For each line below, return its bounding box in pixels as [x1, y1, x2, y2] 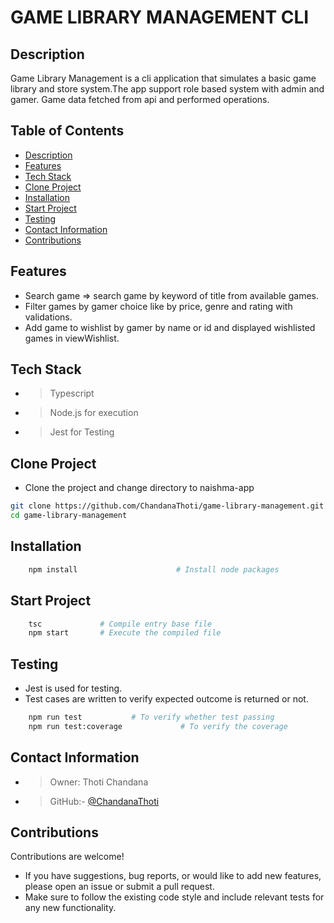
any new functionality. [24, 902, 117, 914]
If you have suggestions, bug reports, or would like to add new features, [24, 870, 322, 882]
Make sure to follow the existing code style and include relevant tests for [24, 891, 325, 903]
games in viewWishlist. [24, 332, 120, 344]
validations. [24, 311, 73, 323]
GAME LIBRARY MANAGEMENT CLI [10, 6, 310, 29]
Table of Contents [10, 122, 125, 140]
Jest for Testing [49, 426, 115, 438]
